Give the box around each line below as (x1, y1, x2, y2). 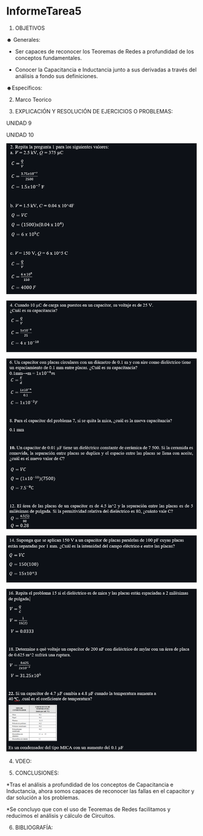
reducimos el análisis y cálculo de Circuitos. (6, 812, 116, 820)
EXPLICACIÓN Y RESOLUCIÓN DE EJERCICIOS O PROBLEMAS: (14, 107, 173, 115)
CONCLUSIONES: (14, 769, 59, 777)
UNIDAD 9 (6, 119, 32, 127)
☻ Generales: (6, 36, 40, 43)
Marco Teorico (14, 96, 52, 103)
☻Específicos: (6, 84, 43, 92)
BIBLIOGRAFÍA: (14, 824, 53, 831)
